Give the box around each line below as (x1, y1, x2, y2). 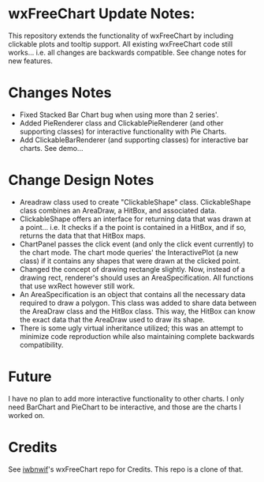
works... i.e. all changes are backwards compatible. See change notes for (8, 47, 247, 57)
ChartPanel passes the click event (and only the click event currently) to (19, 239, 254, 249)
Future (8, 368, 53, 386)
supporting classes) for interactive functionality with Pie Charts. (19, 126, 227, 136)
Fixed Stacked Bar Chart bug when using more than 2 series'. (19, 110, 219, 119)
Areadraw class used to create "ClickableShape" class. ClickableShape (19, 197, 251, 206)
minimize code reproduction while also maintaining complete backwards (19, 331, 255, 341)
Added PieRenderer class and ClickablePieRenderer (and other (19, 118, 224, 127)
